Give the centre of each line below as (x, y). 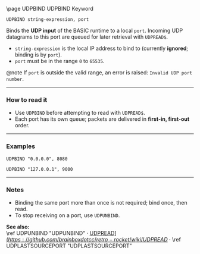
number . (15, 79)
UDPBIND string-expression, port (48, 20)
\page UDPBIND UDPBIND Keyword (50, 9)
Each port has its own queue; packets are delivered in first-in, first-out (102, 119)
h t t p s (14, 239)
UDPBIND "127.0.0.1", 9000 (40, 169)
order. (22, 126)
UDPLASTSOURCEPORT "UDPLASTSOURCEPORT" (69, 246)
